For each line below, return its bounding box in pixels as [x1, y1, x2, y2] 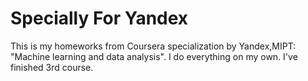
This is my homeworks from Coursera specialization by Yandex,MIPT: [10, 40, 297, 52]
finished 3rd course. [10, 61, 94, 73]
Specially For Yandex [10, 7, 189, 30]
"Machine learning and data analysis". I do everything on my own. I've [10, 50, 298, 62]
